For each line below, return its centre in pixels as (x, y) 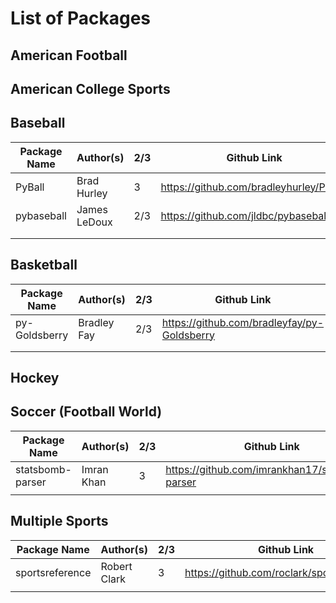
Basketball (44, 265)
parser (31, 482)
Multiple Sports (59, 521)
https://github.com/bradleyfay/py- (243, 322)
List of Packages (80, 18)
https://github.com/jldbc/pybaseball (245, 215)
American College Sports (90, 88)
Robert (116, 566)
